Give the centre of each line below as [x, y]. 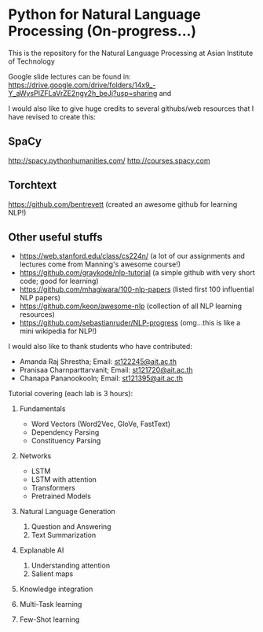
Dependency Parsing [65, 432]
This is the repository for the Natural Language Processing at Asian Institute [131, 53]
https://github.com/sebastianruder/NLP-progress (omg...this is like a [130, 323]
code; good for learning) [59, 281]
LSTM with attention [64, 480]
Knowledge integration [56, 589]
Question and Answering [71, 527]
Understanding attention [71, 566]
